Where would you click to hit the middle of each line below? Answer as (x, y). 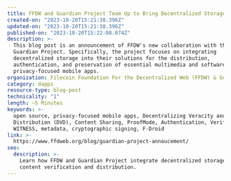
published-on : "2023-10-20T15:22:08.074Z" (69, 33)
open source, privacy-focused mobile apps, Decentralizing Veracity (113, 116)
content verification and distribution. (78, 167)
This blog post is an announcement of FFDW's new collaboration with (115, 45)
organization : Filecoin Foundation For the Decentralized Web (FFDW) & (112, 77)
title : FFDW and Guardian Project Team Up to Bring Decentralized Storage (117, 13)
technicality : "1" (33, 97)
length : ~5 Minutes (35, 103)
